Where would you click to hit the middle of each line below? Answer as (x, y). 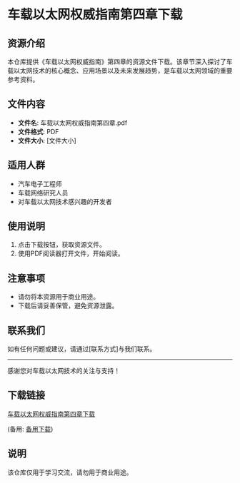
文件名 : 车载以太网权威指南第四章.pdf (72, 123)
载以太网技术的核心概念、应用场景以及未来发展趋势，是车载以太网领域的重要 (120, 71)
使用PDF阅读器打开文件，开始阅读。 (71, 253)
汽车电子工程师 (40, 183)
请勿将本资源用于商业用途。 (59, 297)
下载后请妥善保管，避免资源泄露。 (68, 306)
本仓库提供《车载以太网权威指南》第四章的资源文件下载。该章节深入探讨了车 (120, 62)
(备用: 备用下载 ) (30, 429)
